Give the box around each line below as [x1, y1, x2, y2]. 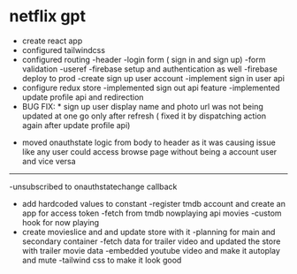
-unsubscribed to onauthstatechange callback [9, 181, 178, 192]
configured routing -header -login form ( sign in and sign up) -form [21, 54, 266, 65]
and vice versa [21, 156, 77, 166]
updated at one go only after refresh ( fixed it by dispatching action [21, 110, 267, 121]
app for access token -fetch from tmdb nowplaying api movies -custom [21, 208, 282, 218]
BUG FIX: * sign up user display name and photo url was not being [21, 101, 263, 111]
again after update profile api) [21, 119, 131, 130]
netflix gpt [9, 6, 87, 27]
